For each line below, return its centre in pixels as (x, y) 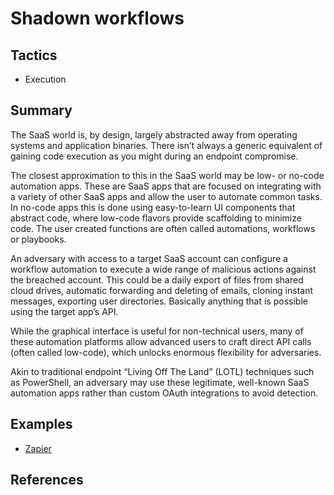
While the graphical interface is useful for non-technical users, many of (157, 331)
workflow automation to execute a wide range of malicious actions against (163, 269)
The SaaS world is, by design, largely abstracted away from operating (154, 134)
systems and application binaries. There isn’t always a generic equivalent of (166, 145)
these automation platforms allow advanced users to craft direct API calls (161, 341)
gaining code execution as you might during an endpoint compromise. (154, 156)
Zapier (38, 448)
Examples (41, 424)
